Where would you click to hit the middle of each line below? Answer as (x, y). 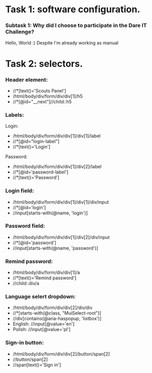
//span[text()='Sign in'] (37, 365)
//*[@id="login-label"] (36, 141)
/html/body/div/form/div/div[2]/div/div (52, 308)
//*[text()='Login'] (31, 147)
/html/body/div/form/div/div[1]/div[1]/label (57, 136)
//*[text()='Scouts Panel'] (39, 91)
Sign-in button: (25, 343)
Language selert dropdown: (40, 297)
